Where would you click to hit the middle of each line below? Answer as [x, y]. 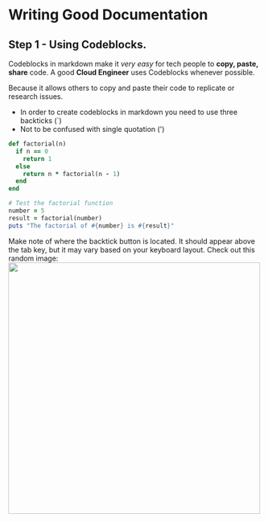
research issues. [36, 97]
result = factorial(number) [56, 218]
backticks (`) [41, 121]
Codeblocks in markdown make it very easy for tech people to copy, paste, [134, 64]
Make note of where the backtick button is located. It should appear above [132, 241]
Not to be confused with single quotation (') [92, 129]
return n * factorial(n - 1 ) [72, 174]
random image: [33, 258]
